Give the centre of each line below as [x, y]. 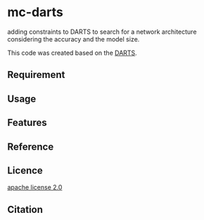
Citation [25, 209]
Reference [31, 147]
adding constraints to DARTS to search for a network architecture [102, 32]
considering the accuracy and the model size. [74, 39]
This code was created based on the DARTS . [72, 53]
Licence [25, 170]
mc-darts [35, 12]
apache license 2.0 [35, 188]
